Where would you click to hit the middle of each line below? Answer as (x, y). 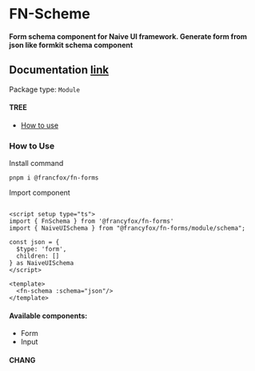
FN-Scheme (50, 14)
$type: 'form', (42, 249)
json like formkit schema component (71, 45)
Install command (36, 164)
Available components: (48, 315)
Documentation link (59, 70)
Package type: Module (45, 89)
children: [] (38, 256)
